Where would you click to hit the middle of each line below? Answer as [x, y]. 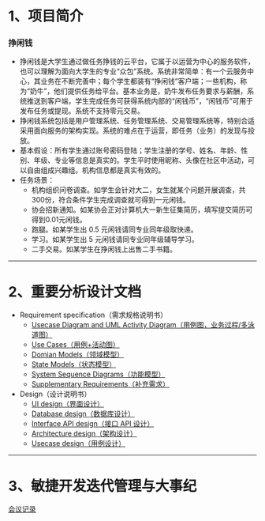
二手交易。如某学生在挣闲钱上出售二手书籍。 [104, 249]
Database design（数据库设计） [83, 414]
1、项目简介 [46, 16]
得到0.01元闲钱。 [59, 220]
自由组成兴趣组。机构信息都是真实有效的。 [96, 170]
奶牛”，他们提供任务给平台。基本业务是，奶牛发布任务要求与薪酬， [138, 91]
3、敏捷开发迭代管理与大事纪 [103, 486]
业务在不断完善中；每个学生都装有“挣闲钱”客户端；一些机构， [140, 81]
